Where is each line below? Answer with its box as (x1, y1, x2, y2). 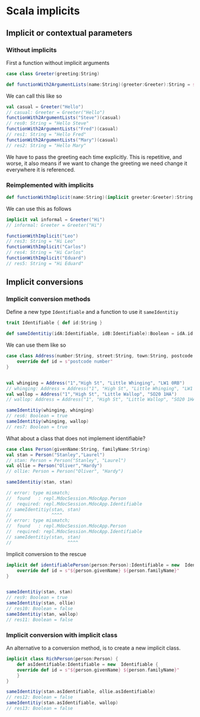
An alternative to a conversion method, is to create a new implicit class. (6, 644, 181, 651)
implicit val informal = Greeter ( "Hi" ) (6, 216, 105, 223)
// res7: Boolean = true (6, 424, 68, 430)
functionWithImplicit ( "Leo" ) (6, 233, 79, 239)
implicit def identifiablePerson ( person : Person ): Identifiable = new (6, 562, 180, 568)
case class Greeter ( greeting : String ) (6, 70, 100, 77)
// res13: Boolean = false (6, 706, 73, 712)
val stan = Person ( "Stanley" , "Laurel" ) (6, 451, 105, 458)
